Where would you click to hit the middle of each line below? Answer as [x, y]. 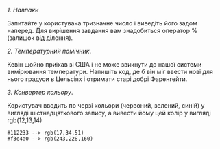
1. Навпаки [23, 10]
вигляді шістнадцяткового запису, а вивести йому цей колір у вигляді [109, 113]
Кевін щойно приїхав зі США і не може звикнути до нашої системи [105, 64]
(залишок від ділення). [40, 38]
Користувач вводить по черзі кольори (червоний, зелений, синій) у [106, 105]
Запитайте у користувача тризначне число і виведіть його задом [102, 23]
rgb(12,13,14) [25, 120]
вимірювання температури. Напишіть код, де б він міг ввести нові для [110, 72]
